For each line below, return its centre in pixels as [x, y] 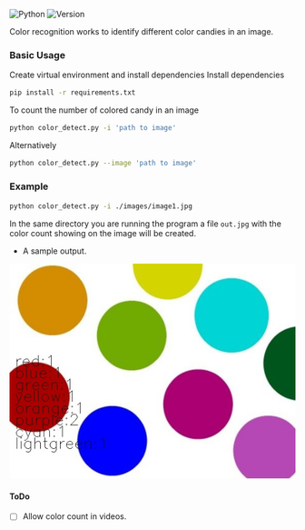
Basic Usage [38, 55]
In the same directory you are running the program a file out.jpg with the [145, 224]
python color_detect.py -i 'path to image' [93, 128]
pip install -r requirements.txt [73, 93]
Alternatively [33, 145]
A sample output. [54, 251]
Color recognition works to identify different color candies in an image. [142, 31]
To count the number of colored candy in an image [104, 110]
